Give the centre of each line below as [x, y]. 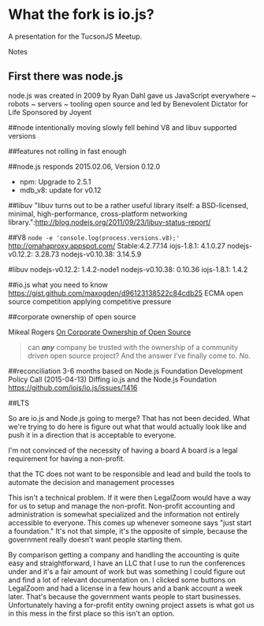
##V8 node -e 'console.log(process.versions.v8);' [94, 237]
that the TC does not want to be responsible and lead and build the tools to [130, 474]
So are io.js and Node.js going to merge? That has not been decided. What [129, 418]
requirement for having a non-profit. [67, 458]
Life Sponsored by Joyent [50, 112]
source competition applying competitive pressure [90, 301]
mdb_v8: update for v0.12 [60, 190]
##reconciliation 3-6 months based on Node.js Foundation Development [125, 371]
